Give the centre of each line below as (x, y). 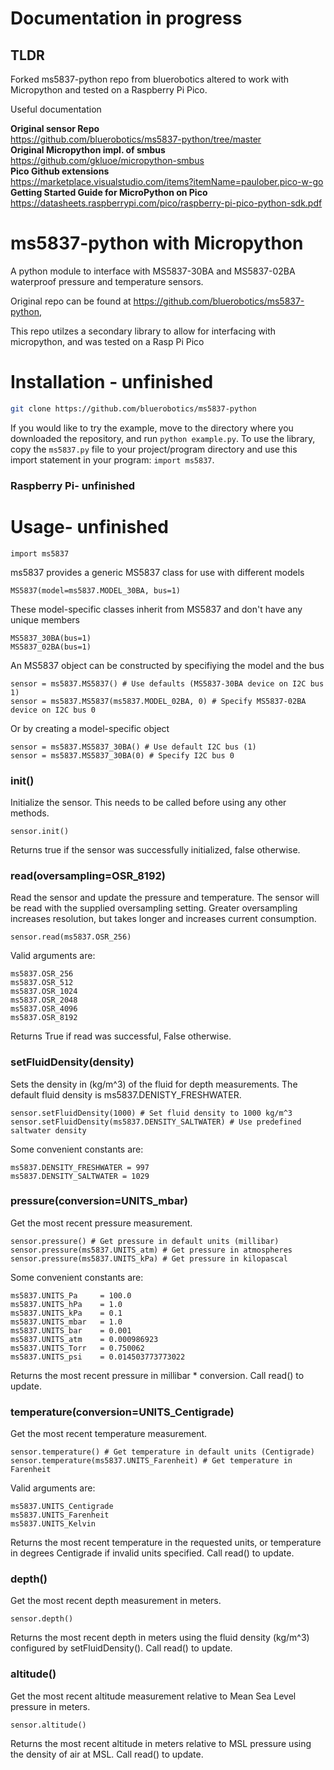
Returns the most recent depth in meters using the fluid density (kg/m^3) (160, 1638)
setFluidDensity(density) (72, 1062)
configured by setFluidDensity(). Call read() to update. (121, 1648)
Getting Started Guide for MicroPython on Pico (109, 192)
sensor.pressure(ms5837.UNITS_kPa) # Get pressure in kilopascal (149, 1258)
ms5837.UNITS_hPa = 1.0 (66, 1304)
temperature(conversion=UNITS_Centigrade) (122, 1412)
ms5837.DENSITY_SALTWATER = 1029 (80, 1176)
